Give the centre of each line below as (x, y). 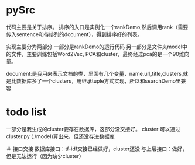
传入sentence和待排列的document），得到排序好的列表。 (74, 34)
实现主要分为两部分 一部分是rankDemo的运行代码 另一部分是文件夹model (94, 47)
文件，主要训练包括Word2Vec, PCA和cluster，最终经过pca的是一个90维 (97, 54)
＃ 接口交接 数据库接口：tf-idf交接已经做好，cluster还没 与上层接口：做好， (97, 149)
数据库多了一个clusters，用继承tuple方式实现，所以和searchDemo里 (99, 81)
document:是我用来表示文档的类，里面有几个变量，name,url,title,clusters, (95, 73)
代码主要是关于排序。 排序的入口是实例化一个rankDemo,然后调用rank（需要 (97, 27)
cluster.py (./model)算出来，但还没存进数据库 (61, 136)
